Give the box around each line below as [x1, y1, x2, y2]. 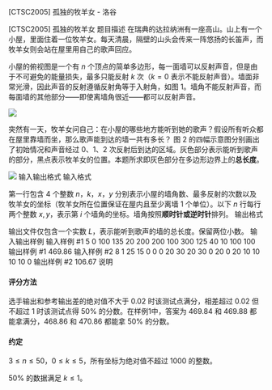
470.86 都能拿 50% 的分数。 [79, 316, 174, 326]
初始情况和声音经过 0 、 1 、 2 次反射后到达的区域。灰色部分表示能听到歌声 [15, 145, 258, 154]
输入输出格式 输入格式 [18, 172, 91, 181]
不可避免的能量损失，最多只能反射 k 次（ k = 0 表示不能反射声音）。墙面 [15, 72, 253, 81]
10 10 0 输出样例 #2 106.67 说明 [8, 257, 113, 266]
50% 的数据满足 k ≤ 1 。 [8, 373, 87, 383]
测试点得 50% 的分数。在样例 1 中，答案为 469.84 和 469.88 [50, 307, 249, 316]
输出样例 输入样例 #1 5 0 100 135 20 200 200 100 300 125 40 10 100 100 [15, 237, 256, 246]
